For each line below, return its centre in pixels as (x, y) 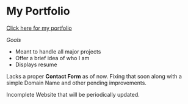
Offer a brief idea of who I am (52, 58)
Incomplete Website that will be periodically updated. (73, 94)
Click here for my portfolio (39, 28)
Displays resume (36, 64)
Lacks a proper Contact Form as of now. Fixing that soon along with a (94, 76)
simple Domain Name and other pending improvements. (76, 83)
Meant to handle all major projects (58, 51)
